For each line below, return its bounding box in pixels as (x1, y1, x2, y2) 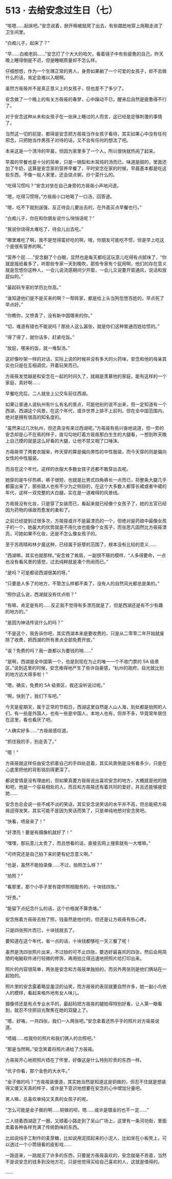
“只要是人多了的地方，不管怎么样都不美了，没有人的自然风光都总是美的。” (5, 580, 160, 586)
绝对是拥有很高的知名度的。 (5, 414, 64, 420)
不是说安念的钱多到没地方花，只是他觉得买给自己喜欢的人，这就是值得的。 (5, 1159, 162, 1165)
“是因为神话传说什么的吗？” (5, 619, 63, 625)
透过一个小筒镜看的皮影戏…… (9, 1141, 72, 1147)
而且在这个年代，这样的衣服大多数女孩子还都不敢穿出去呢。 (5, 466, 131, 472)
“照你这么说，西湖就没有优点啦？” (5, 591, 77, 597)
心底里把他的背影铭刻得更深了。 (5, 766, 73, 773)
